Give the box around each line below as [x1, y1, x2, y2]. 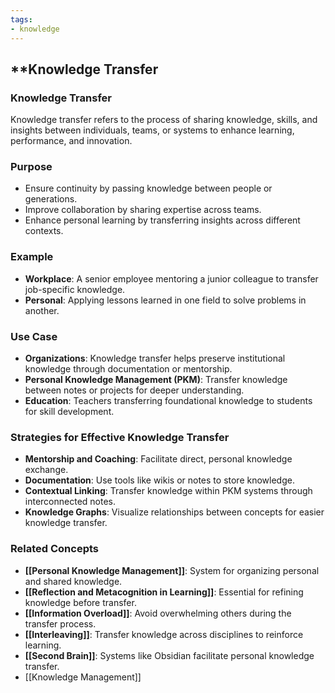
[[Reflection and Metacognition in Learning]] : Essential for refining [24, 586, 304, 598]
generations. [24, 193, 78, 205]
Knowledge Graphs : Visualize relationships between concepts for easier [24, 506, 325, 518]
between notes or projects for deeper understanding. [24, 384, 245, 396]
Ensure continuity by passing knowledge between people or [24, 182, 273, 195]
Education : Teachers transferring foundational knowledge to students [24, 395, 313, 407]
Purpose [10, 160, 53, 174]
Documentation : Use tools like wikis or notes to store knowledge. [24, 474, 295, 486]
